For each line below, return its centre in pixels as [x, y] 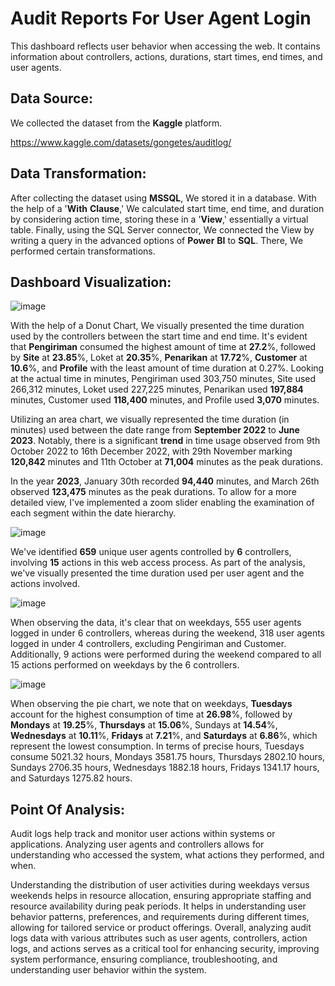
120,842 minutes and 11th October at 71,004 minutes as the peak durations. [166, 462]
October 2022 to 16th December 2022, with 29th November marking [151, 451]
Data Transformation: [78, 173]
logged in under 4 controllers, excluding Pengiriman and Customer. [148, 644]
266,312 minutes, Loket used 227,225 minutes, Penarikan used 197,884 [157, 389]
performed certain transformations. [83, 251]
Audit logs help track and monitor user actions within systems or [143, 834]
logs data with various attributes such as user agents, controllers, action [159, 938]
